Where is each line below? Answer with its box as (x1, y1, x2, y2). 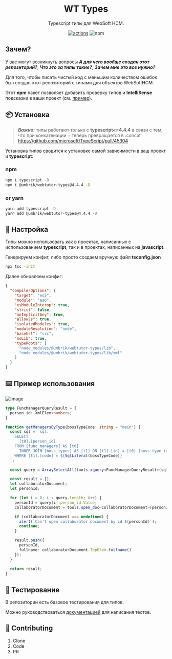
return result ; (10, 566, 42, 572)
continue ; (18, 524, 40, 529)
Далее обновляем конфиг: (5, 273, 63, 280)
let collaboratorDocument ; (10, 481, 68, 486)
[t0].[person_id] (18, 439, 56, 444)
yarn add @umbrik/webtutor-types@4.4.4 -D (5, 211, 97, 216)
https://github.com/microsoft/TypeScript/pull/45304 (17, 137, 128, 144)
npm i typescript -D (5, 177, 50, 182)
